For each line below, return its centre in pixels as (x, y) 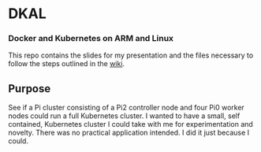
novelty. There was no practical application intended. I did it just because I (129, 133)
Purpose (30, 89)
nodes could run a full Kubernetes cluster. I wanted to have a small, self (124, 116)
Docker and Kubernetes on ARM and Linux (91, 39)
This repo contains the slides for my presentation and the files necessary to (131, 55)
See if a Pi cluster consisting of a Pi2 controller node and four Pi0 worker (126, 108)
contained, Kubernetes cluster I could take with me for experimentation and (131, 124)
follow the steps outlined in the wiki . (66, 64)
